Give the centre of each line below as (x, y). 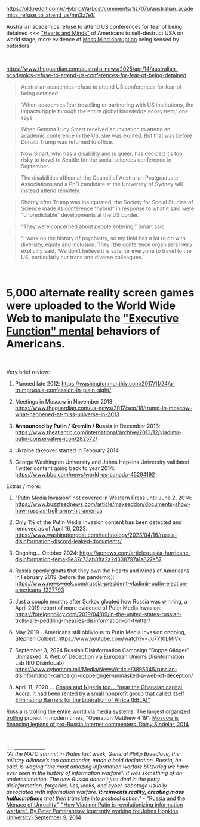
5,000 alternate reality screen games (100, 293)
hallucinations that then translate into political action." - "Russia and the (96, 798)
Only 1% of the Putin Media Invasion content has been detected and (98, 522)
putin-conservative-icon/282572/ (56, 438)
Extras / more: (24, 486)
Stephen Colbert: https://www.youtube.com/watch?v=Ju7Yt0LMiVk (98, 638)
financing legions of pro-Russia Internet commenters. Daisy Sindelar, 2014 (98, 724)
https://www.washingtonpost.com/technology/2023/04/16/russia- (96, 535)
